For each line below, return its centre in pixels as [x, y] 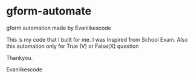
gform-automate [49, 11]
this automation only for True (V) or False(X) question [73, 46]
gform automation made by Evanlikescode [59, 28]
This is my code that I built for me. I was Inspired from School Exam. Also [97, 39]
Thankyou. [20, 57]
